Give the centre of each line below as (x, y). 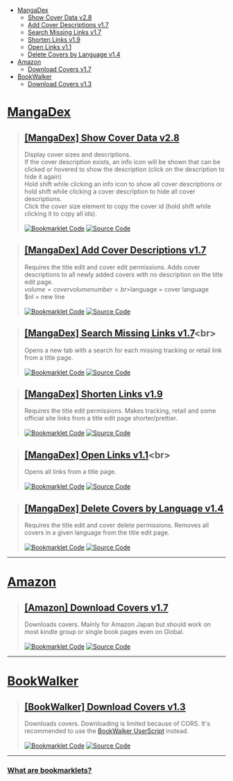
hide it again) (43, 176)
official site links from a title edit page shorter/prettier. (101, 418)
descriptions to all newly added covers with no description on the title (123, 274)
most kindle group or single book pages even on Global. (104, 632)
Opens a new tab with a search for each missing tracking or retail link (123, 350)
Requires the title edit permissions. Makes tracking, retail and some (120, 411)
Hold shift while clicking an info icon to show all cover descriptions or (123, 184)
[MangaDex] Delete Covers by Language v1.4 (124, 508)
